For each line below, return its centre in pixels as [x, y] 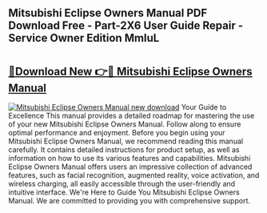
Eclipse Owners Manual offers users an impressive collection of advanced [130, 167]
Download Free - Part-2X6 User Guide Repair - [126, 26]
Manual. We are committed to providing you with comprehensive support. [129, 201]
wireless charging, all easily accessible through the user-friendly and [122, 184]
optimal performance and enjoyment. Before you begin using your [117, 133]
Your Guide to [204, 107]
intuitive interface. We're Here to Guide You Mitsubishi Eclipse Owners [124, 192]
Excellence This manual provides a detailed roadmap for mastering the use [132, 116]
